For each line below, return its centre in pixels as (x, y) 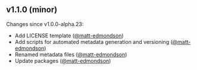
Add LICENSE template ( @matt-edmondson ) (69, 36)
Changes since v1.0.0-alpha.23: (45, 24)
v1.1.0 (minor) (32, 10)
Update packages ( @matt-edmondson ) (63, 61)
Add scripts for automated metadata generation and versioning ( (93, 42)
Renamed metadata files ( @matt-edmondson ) (71, 54)
